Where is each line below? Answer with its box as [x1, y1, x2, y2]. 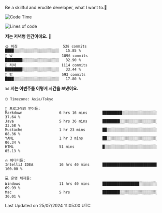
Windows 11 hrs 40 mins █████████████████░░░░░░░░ [5, 181, 157, 186]
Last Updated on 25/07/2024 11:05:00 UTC [5, 203, 91, 208]
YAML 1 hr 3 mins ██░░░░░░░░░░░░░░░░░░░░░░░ [5, 136, 157, 141]
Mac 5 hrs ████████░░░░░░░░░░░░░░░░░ [5, 190, 157, 195]
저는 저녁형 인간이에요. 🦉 [5, 33, 52, 39]
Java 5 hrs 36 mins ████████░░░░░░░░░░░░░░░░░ [5, 119, 157, 124]
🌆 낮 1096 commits [5, 53, 88, 58]
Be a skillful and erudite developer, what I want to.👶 [5, 5, 107, 10]
